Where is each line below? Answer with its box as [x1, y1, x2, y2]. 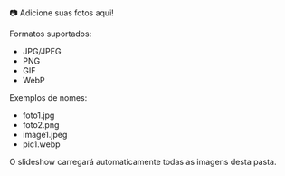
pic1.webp [22, 139, 61, 150]
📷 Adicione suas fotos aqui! [9, 7, 115, 18]
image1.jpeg [22, 130, 68, 140]
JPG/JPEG [22, 46, 62, 56]
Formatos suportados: [9, 28, 92, 39]
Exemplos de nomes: [9, 93, 88, 103]
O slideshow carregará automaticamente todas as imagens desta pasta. [9, 157, 277, 167]
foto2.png [22, 120, 60, 130]
